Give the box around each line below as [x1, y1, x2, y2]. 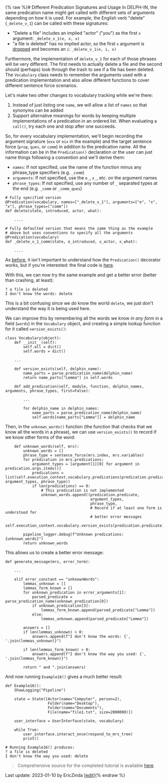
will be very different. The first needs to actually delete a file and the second [5, 61, 162, 67]
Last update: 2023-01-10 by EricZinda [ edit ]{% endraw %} [5, 772, 125, 778]
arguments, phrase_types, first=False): [5, 388, 91, 394]
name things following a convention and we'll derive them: [5, 154, 125, 160]
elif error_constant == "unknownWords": [14, 577, 99, 582]
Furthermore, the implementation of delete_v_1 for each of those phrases [5, 56, 156, 62]
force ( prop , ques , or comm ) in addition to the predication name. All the [5, 144, 146, 150]
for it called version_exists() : [5, 326, 67, 332]
